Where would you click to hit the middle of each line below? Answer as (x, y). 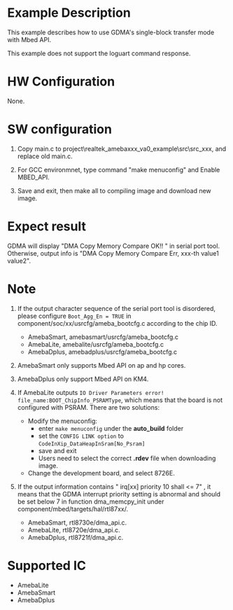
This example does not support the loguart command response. (99, 53)
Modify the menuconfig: (63, 421)
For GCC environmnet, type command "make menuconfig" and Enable (119, 169)
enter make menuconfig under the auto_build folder (111, 428)
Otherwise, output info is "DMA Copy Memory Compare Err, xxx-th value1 (113, 253)
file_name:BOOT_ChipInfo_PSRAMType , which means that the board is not (120, 400)
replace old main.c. (45, 156)
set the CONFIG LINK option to (81, 436)
